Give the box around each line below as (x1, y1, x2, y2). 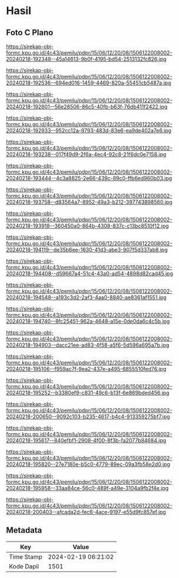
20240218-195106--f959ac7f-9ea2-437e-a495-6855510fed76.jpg (6, 366, 166, 372)
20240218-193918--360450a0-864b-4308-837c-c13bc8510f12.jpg (6, 222, 169, 229)
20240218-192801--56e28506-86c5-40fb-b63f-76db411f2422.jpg (6, 103, 168, 110)
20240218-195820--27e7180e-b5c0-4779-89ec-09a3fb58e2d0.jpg (6, 461, 170, 468)
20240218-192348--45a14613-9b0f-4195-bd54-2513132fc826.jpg (6, 56, 167, 62)
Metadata (6, 525, 42, 535)
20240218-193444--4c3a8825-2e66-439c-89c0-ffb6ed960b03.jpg (6, 175, 172, 181)
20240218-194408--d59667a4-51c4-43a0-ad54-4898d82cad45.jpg (6, 270, 173, 277)
